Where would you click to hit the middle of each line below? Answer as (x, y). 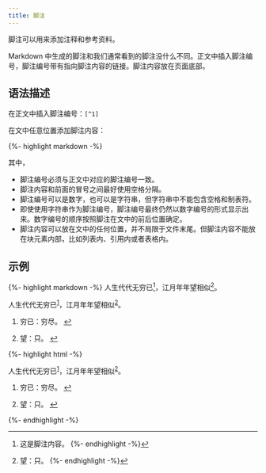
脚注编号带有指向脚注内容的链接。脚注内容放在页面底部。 (116, 66)
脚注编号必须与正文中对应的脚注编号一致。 (89, 180)
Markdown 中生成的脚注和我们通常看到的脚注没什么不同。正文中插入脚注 (127, 55)
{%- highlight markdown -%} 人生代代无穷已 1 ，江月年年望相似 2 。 (115, 286)
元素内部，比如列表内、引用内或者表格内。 (103, 239)
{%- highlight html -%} (46, 354)
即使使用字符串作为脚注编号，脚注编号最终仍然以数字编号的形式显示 (131, 209)
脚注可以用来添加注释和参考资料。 (64, 39)
